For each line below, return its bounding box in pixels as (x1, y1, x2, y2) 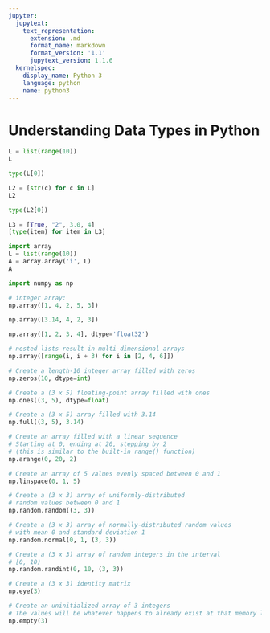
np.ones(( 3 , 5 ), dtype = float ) (8, 396, 110, 404)
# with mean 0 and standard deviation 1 (8, 528, 146, 537)
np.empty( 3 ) (8, 616, 48, 625)
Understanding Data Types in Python (8, 121, 260, 139)
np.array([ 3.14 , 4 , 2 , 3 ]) (8, 316, 99, 324)
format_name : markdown (29, 42, 106, 50)
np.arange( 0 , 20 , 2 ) (8, 455, 78, 463)
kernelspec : (15, 64, 56, 72)
